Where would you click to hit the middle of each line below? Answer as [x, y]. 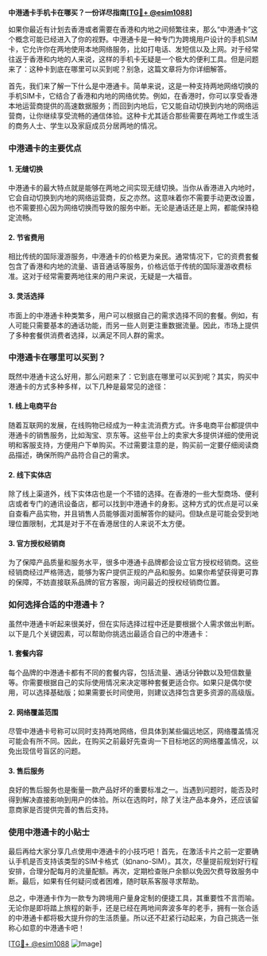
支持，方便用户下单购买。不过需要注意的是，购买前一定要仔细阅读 [143, 445]
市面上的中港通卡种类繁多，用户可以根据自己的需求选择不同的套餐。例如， [130, 315]
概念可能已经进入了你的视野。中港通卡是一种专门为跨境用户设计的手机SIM [136, 39]
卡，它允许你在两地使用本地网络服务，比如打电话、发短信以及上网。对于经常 [133, 49]
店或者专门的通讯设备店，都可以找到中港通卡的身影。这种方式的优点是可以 [130, 504]
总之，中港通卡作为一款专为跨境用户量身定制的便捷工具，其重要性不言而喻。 [133, 898]
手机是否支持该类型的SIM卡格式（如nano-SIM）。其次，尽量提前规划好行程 [137, 861]
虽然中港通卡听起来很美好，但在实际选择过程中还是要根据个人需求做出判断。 [133, 624]
